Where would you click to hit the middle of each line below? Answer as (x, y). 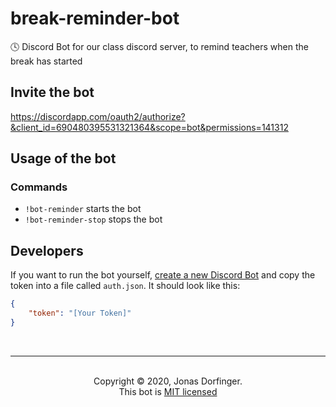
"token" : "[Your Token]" (80, 313)
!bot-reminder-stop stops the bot (93, 219)
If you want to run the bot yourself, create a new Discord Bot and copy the (163, 275)
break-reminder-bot (95, 18)
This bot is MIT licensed (168, 391)
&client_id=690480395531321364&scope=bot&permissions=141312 (149, 127)
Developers (47, 250)
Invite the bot (52, 92)
